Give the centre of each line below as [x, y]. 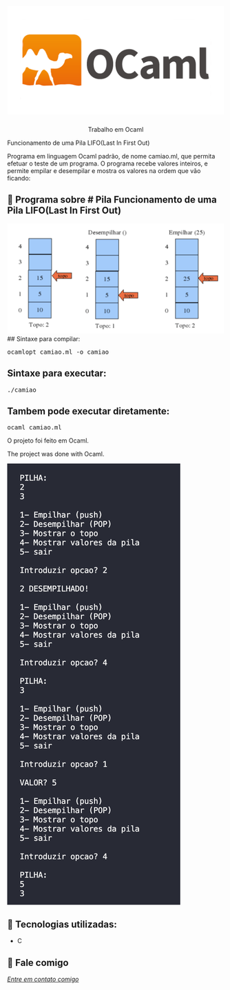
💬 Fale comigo [38, 963]
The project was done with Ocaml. [56, 454]
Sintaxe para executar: [57, 373]
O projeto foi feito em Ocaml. [48, 441]
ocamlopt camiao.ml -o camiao [58, 352]
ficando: [19, 178]
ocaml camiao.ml [34, 427]
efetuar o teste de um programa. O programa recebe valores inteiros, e [107, 163]
